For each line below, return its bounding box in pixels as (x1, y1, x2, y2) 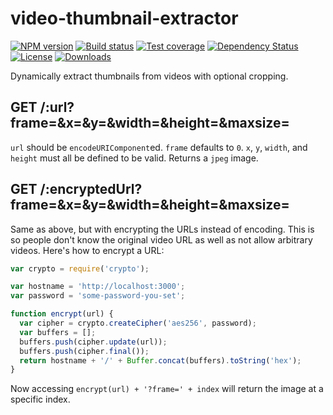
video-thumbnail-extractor (10, 7, 239, 30)
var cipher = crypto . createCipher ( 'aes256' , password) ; (19, 318, 257, 329)
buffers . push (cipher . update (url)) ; (19, 337, 168, 347)
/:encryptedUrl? (39, 181, 143, 198)
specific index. (10, 393, 71, 406)
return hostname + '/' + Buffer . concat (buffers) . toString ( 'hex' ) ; (19, 355, 302, 366)
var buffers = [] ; (19, 327, 97, 337)
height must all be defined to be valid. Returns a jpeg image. (10, 152, 259, 164)
